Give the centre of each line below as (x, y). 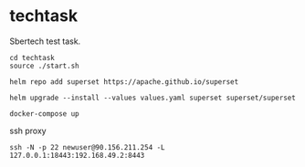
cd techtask (32, 57)
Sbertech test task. (45, 41)
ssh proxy (28, 130)
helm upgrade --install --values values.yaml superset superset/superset (153, 98)
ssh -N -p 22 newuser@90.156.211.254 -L (88, 147)
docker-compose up (44, 114)
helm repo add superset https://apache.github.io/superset (124, 82)
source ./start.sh (44, 66)
